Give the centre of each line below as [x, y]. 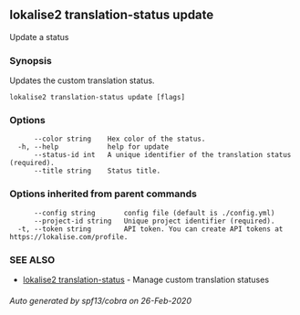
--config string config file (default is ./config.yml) [154, 213]
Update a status [39, 37]
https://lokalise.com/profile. [69, 236]
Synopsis [31, 60]
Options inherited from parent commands [103, 194]
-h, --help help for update [93, 147]
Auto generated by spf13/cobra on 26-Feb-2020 [100, 300]
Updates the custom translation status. [82, 80]
